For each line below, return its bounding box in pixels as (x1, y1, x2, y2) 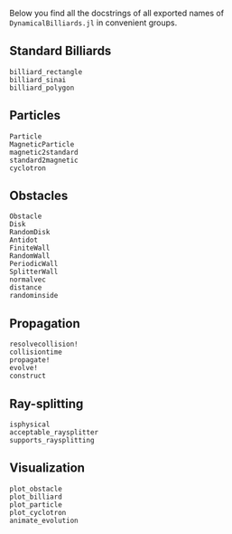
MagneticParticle (9, 139, 75, 148)
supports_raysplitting (9, 436, 95, 445)
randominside (9, 291, 59, 300)
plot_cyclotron (9, 508, 67, 517)
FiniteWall (9, 243, 51, 253)
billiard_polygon (9, 83, 75, 92)
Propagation (9, 316, 80, 331)
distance (9, 283, 42, 292)
